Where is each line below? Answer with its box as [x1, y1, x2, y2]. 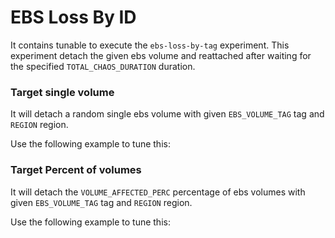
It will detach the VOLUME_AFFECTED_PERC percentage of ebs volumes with [10, 186, 306, 198]
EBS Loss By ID [10, 6, 137, 29]
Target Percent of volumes [10, 163, 142, 177]
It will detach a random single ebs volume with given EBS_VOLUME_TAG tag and [10, 108, 325, 120]
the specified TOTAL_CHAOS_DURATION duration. [10, 60, 196, 72]
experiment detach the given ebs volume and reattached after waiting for [10, 49, 312, 61]
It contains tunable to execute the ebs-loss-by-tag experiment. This [10, 39, 290, 51]
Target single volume [10, 85, 115, 99]
